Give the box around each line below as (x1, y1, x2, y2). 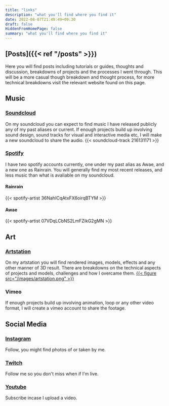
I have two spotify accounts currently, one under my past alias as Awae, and (5, 161, 164, 167)
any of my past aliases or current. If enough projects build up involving (5, 126, 153, 132)
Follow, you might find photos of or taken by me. (5, 346, 106, 353)
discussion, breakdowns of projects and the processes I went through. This (5, 69, 162, 75)
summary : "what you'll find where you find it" (5, 31, 108, 36)
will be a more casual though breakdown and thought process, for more (5, 74, 155, 80)
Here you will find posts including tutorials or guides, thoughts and (5, 63, 144, 69)
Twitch (5, 359, 23, 366)
